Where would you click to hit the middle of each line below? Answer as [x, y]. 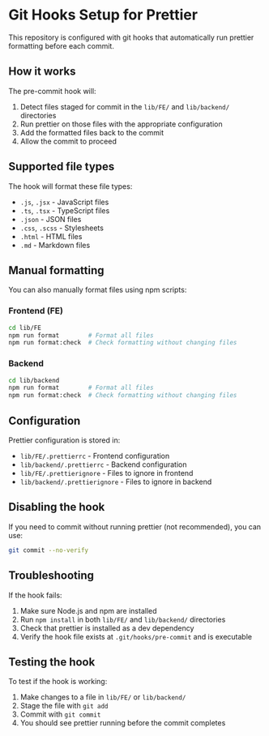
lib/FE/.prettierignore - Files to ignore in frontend [107, 473]
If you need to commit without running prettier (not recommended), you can [135, 526]
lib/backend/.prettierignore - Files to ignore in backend [116, 482]
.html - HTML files [51, 236]
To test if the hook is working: [58, 682]
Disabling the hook [57, 507]
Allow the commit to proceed [68, 141]
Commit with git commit [60, 714]
